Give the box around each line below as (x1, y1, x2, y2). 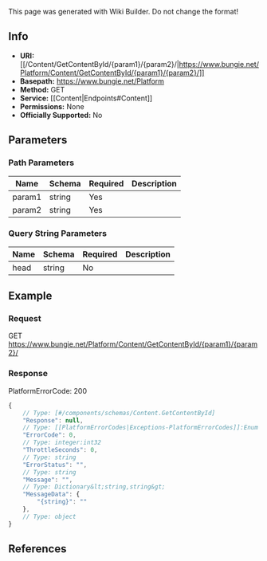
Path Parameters (8, 157, 74, 168)
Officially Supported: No (19, 110, 103, 120)
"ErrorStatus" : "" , (22, 461, 88, 469)
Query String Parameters (8, 228, 108, 239)
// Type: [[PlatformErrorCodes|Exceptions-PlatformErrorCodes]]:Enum (22, 424, 259, 432)
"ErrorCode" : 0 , (22, 431, 77, 439)
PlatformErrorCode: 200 (8, 386, 88, 395)
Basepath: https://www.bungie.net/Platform (19, 76, 165, 86)
